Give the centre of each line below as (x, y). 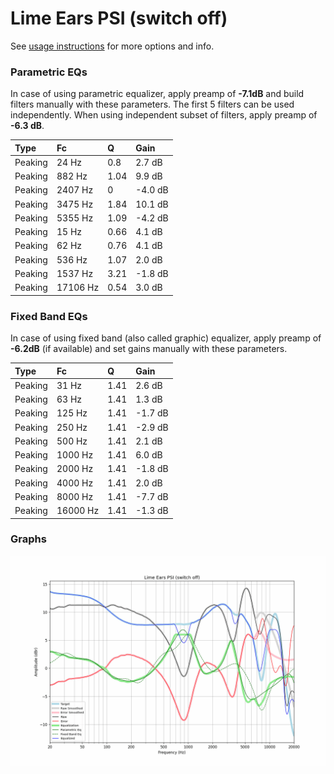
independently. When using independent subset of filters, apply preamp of (164, 115)
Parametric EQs (49, 72)
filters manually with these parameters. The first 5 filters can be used (152, 104)
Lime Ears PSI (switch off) (119, 18)
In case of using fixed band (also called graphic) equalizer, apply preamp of (166, 338)
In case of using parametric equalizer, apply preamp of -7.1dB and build (157, 94)
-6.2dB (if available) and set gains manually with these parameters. (149, 349)
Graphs (28, 539)
